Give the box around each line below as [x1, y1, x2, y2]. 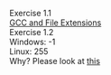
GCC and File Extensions [9, 17, 102, 28]
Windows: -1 [9, 36, 56, 47]
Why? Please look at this [9, 56, 101, 66]
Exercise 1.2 [9, 27, 54, 37]
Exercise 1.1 [9, 8, 52, 18]
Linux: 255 [9, 46, 49, 57]
